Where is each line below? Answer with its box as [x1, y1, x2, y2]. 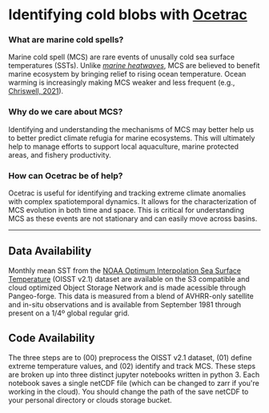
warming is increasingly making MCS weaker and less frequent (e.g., [8, 78, 235, 87]
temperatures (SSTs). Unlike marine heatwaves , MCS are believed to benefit [8, 61, 260, 70]
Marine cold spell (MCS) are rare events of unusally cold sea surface [8, 52, 235, 62]
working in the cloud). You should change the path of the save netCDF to [8, 387, 249, 396]
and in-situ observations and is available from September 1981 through [8, 299, 242, 309]
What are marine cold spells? [8, 34, 124, 46]
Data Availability [8, 244, 92, 258]
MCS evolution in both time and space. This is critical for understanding [8, 206, 245, 215]
